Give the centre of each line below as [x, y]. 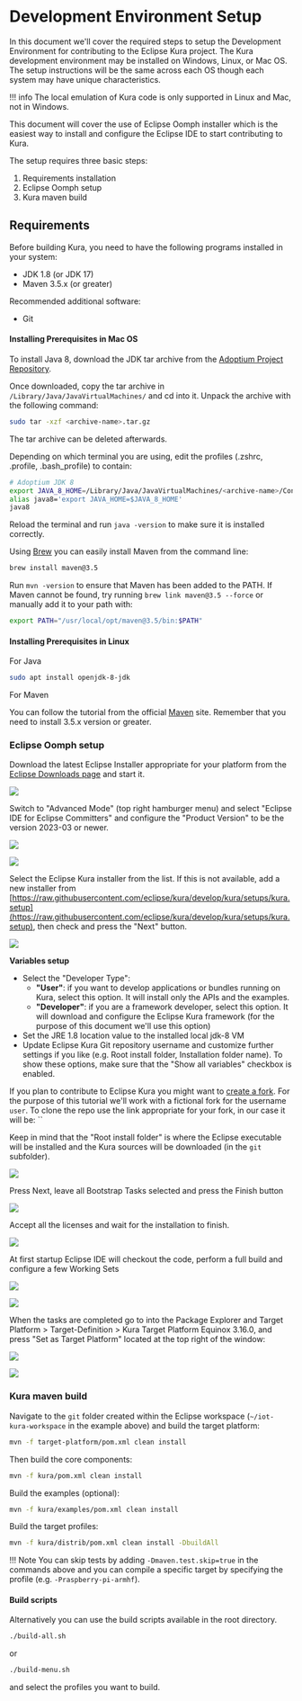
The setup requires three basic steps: [79, 160]
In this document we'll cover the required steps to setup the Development [145, 41]
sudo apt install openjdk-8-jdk [70, 678]
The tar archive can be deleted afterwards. [89, 439]
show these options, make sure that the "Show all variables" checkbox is [157, 1064]
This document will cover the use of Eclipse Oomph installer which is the [144, 124]
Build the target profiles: [54, 1526]
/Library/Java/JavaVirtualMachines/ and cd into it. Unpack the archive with [150, 395]
